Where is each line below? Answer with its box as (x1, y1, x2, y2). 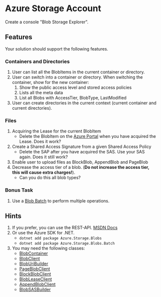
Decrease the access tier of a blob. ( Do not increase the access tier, (12, 165, 149, 170)
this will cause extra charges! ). (12, 169, 75, 175)
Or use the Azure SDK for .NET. (12, 230, 75, 236)
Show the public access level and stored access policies (19, 84, 132, 90)
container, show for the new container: (12, 80, 89, 85)
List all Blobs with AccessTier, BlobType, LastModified (19, 95, 127, 101)
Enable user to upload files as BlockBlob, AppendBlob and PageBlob (12, 159, 148, 165)
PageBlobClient (19, 266, 50, 272)
